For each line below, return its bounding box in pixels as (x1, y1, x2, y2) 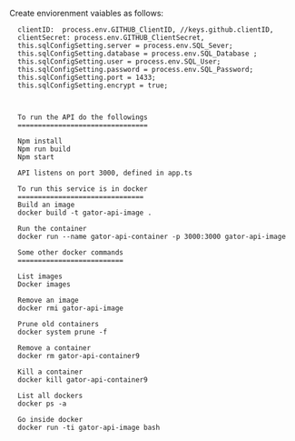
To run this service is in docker (17, 185, 148, 194)
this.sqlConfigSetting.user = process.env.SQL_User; (17, 57, 221, 66)
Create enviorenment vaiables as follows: (9, 8, 164, 18)
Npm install (17, 136, 64, 145)
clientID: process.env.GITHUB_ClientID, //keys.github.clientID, (17, 25, 274, 35)
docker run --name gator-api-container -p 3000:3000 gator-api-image (17, 232, 286, 241)
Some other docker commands (17, 248, 124, 257)
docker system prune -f (17, 327, 107, 336)
